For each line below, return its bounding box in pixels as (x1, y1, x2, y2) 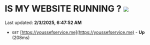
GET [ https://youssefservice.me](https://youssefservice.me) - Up (11, 29, 145, 35)
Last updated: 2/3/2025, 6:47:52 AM (4, 19, 82, 25)
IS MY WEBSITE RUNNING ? (4, 3, 122, 14)
